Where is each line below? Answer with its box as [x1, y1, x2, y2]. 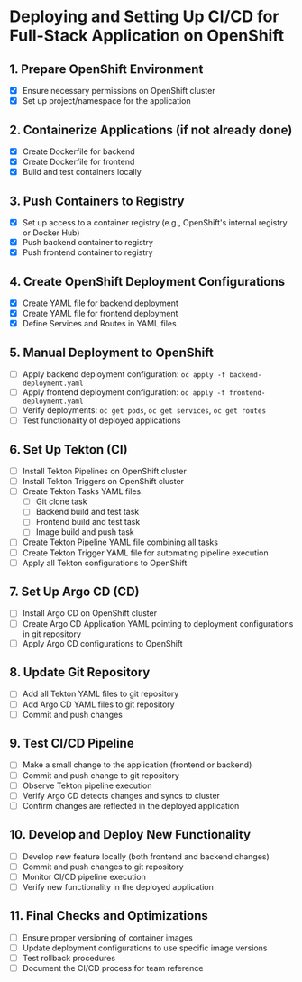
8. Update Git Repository [9, 665, 151, 680]
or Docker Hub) [22, 227, 80, 238]
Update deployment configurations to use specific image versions [22, 942, 268, 953]
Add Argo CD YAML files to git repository [22, 699, 175, 710]
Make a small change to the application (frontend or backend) [22, 759, 252, 770]
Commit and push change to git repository [22, 769, 180, 781]
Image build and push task [35, 527, 134, 537]
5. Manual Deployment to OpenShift [9, 344, 214, 360]
